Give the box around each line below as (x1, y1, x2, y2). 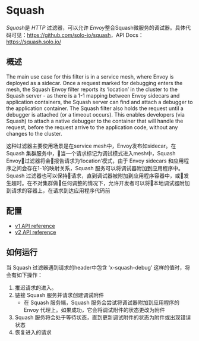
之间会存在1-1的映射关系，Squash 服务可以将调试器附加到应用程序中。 (11, 164, 184, 171)
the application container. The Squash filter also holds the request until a (6, 105, 184, 112)
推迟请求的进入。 (14, 284, 57, 292)
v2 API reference (14, 229, 56, 236)
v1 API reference (14, 222, 55, 229)
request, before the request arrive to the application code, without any (6, 123, 178, 131)
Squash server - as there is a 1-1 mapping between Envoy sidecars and (6, 92, 180, 99)
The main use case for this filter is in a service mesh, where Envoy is (6, 73, 174, 80)
